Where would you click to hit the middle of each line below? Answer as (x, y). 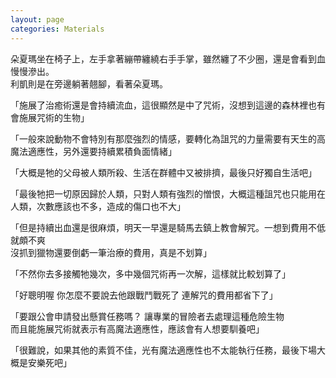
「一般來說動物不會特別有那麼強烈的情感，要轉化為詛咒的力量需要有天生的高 (168, 138)
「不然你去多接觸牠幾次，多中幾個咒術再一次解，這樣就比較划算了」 (150, 273)
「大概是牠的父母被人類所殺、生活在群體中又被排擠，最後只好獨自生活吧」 (163, 172)
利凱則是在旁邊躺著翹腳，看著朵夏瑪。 (89, 83)
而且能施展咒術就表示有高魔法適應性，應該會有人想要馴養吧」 (137, 328)
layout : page (37, 19)
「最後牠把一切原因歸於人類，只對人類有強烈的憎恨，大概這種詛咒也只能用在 (168, 193)
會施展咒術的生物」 (50, 117)
